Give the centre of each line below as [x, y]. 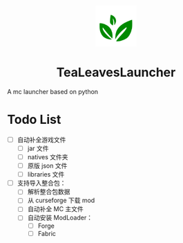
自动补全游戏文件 [41, 139]
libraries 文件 [46, 174]
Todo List [34, 120]
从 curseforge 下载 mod [61, 200]
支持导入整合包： [41, 183]
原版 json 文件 [47, 166]
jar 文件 [38, 148]
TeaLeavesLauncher [116, 72]
